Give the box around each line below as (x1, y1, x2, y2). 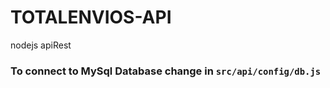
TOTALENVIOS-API (10, 6, 172, 29)
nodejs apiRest (10, 39, 72, 51)
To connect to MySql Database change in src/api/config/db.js (10, 64, 322, 78)
